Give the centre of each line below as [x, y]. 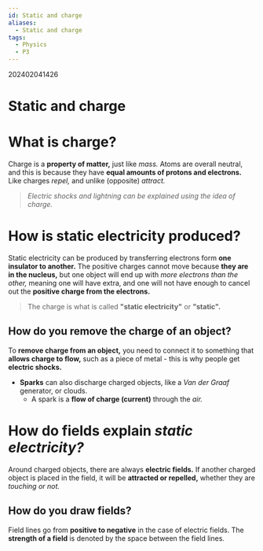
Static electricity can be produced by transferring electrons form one [120, 258]
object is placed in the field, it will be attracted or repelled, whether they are [131, 478]
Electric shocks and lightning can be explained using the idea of [131, 196]
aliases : [22, 23]
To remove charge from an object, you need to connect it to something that [131, 350]
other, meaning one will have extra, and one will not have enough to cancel [129, 283]
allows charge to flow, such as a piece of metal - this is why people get [124, 358]
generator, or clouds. [53, 390]
